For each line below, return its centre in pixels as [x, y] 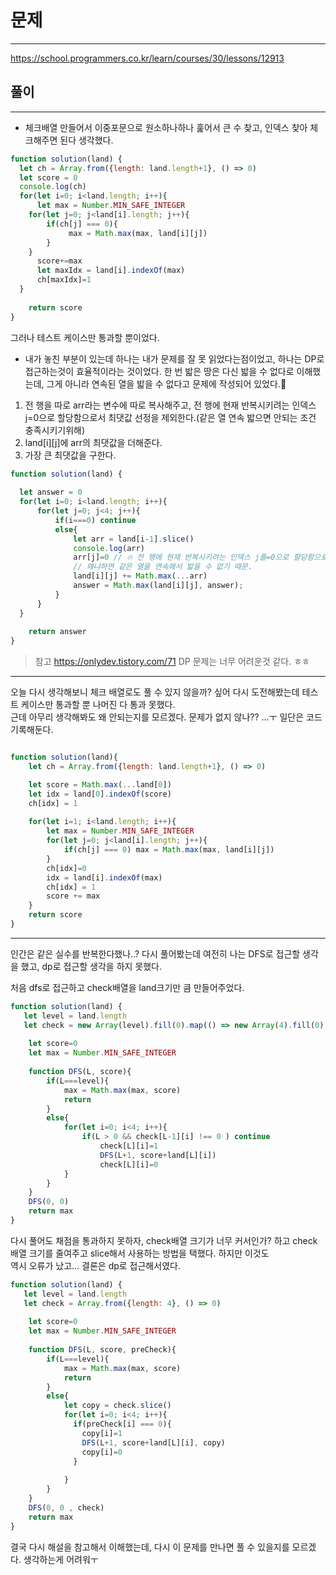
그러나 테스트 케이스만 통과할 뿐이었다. [85, 337]
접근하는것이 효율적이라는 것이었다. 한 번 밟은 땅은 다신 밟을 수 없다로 [159, 371]
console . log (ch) [53, 187]
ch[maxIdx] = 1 [64, 280]
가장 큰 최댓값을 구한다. [70, 455]
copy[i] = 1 [102, 1433]
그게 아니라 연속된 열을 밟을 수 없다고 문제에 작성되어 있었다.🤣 [166, 383]
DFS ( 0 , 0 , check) [66, 1507]
